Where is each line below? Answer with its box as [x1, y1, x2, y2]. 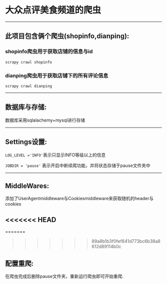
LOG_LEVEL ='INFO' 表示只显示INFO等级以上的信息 [5, 152, 106, 158]
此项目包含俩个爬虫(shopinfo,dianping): [5, 32, 129, 40]
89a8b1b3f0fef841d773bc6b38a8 [91, 238, 161, 244]
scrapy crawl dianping [5, 83, 52, 88]
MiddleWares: [5, 182, 49, 190]
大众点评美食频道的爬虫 [5, 4, 101, 16]
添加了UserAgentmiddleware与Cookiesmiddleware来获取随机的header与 [5, 196, 154, 202]
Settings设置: [5, 138, 47, 146]
